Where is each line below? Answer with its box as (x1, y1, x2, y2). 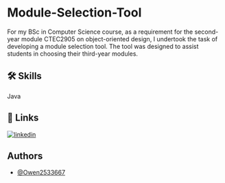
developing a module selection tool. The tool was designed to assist (7, 42, 199, 50)
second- (194, 28, 219, 36)
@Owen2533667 (16, 169, 66, 177)
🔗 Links (7, 112, 39, 124)
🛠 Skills (7, 70, 43, 82)
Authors (7, 150, 43, 162)
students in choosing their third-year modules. (7, 50, 139, 58)
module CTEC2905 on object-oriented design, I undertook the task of (21, 34, 218, 43)
